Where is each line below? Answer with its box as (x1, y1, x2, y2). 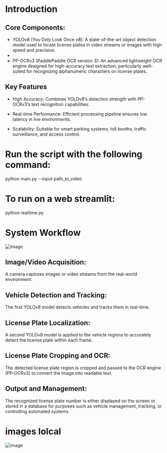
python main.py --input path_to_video (5, 175, 82, 181)
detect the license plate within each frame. (5, 337, 93, 343)
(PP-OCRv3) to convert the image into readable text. (5, 370, 113, 376)
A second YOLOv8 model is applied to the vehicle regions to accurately (5, 332, 152, 338)
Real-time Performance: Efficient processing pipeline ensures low (12, 111, 148, 117)
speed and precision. (12, 47, 56, 53)
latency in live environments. (12, 116, 71, 122)
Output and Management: (5, 385, 87, 393)
